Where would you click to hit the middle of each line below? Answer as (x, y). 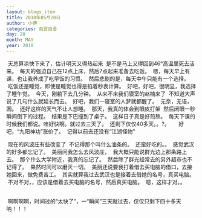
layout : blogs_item (31, 12)
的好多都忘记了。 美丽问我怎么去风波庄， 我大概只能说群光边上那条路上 (97, 152)
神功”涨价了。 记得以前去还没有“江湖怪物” (83, 131)
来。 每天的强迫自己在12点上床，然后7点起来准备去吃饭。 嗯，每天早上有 (98, 71)
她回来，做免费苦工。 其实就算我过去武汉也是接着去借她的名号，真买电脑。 (100, 174)
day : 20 (16, 34)
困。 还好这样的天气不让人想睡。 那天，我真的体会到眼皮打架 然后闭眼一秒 (101, 109)
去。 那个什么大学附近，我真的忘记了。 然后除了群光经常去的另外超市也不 (99, 159)
